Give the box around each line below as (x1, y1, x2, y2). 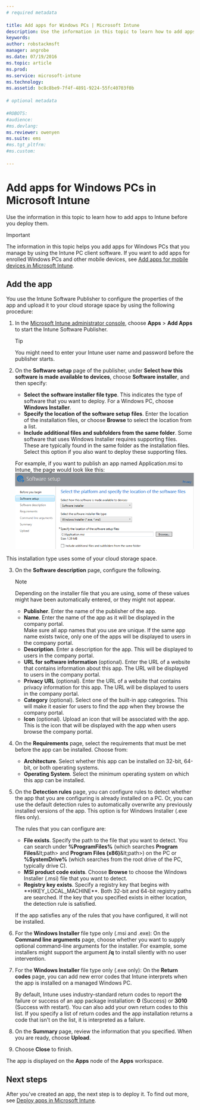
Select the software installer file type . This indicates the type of (23, 391, 183, 398)
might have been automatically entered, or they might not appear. (14, 596, 176, 603)
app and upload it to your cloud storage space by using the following (6, 302, 175, 309)
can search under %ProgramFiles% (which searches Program (23, 843, 178, 850)
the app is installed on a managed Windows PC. (14, 979, 132, 986)
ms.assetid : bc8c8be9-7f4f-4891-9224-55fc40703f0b (6, 85, 135, 91)
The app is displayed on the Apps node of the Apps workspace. (6, 1057, 164, 1064)
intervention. (14, 955, 46, 962)
